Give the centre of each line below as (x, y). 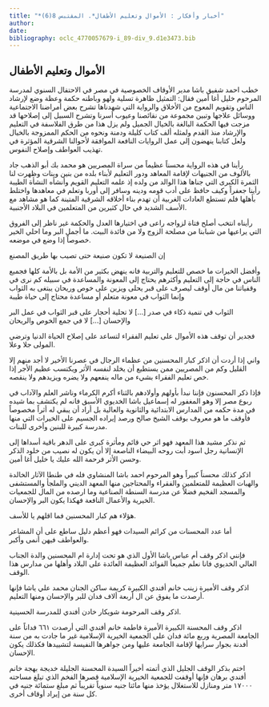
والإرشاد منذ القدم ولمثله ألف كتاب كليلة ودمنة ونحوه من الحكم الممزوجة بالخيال (128, 132)
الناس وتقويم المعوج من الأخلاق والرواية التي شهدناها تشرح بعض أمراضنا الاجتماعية (132, 107)
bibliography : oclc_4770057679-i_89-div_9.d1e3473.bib (102, 38)
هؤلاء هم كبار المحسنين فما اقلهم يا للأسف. (73, 516)
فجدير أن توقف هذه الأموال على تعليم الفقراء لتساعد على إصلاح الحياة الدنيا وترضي (132, 336)
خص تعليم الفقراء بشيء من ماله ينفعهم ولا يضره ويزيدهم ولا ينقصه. (109, 377)
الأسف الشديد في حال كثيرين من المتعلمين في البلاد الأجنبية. (98, 207)
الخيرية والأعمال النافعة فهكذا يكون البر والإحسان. (82, 500)
